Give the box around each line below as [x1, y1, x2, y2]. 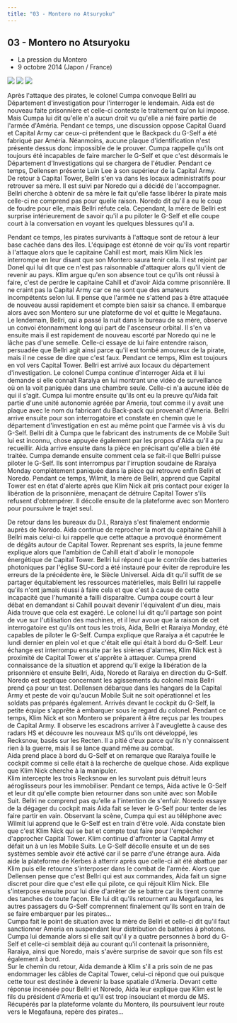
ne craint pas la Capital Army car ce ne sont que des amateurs [7, 286, 190, 294]
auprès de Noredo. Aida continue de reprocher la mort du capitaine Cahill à [7, 525, 226, 534]
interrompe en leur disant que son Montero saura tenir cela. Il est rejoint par [7, 256, 228, 264]
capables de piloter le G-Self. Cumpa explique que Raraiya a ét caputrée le [7, 631, 225, 639]
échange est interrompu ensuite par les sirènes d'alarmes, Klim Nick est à [7, 646, 223, 654]
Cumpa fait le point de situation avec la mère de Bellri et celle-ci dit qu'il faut [7, 917, 230, 926]
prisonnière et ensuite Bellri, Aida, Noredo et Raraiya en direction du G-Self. [7, 669, 228, 677]
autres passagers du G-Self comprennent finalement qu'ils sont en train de [7, 902, 226, 911]
